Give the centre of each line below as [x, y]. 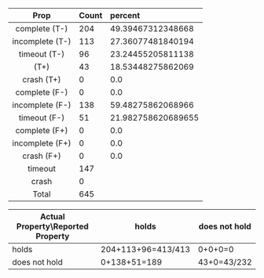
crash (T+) [42, 79]
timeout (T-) [42, 54]
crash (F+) [42, 156]
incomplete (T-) [42, 41]
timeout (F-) [42, 118]
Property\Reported [52, 226]
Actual [52, 217]
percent [125, 15]
